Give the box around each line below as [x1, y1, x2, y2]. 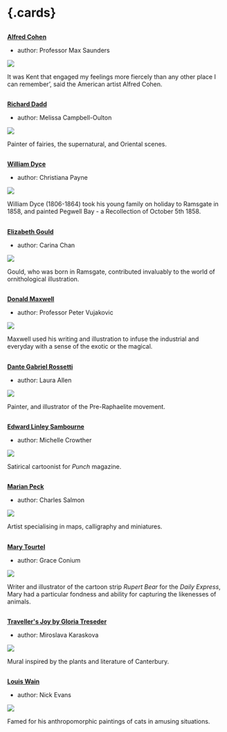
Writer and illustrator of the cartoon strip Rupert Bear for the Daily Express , [7, 582, 221, 591]
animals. [7, 597, 31, 606]
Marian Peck [7, 483, 44, 491]
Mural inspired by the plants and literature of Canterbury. [7, 658, 170, 666]
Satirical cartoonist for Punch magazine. [7, 462, 122, 470]
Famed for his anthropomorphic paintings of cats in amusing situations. [7, 717, 210, 726]
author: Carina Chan [17, 241, 75, 249]
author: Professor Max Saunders [17, 46, 110, 54]
